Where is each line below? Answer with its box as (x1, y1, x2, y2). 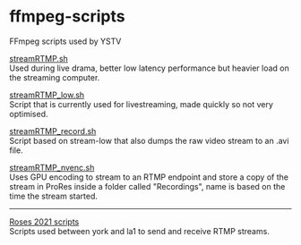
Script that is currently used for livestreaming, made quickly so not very (9, 98, 273, 109)
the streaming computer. (9, 72, 100, 82)
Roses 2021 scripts (9, 216, 80, 227)
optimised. (9, 108, 48, 119)
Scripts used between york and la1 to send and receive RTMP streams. (9, 225, 271, 236)
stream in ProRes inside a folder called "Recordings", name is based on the (9, 181, 286, 191)
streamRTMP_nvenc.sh (9, 162, 95, 173)
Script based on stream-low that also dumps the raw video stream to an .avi (9, 135, 289, 146)
